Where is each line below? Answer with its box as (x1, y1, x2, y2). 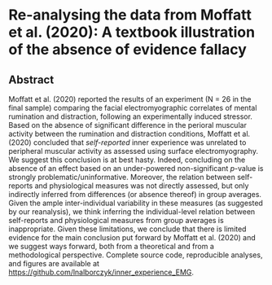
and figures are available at (8, 259, 100, 268)
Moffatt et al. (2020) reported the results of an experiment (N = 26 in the (8, 94, 252, 103)
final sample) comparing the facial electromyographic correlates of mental (8, 103, 257, 112)
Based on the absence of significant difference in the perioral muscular (8, 121, 247, 129)
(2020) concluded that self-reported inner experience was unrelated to (8, 138, 247, 147)
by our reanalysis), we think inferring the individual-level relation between (8, 207, 256, 217)
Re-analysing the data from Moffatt (8, 6, 252, 24)
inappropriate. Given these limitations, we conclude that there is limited (8, 224, 247, 234)
